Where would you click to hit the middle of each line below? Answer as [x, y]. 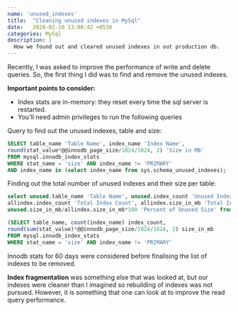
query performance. [36, 300]
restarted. [32, 109]
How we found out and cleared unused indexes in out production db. [117, 47]
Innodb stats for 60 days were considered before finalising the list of [107, 256]
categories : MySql [34, 34]
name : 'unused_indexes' [42, 14]
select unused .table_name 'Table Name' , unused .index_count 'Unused [110, 197]
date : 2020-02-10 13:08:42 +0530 [60, 27]
